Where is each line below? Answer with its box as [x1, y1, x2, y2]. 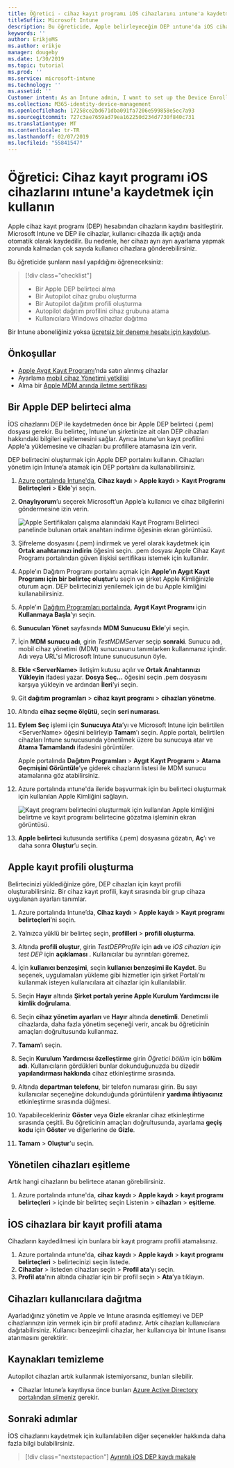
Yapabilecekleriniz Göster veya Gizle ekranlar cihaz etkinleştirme [17, 1110, 205, 1119]
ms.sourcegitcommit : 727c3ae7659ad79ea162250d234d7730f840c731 [8, 113, 195, 120]
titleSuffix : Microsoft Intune [8, 17, 99, 24]
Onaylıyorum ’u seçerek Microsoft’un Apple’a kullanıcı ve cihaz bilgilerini [17, 497, 224, 505]
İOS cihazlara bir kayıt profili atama [8, 1218, 162, 1230]
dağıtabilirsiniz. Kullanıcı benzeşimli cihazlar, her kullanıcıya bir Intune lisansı [8, 1326, 226, 1334]
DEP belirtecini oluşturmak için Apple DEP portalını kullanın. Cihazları [8, 455, 204, 463]
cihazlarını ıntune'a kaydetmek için [8, 184, 215, 200]
